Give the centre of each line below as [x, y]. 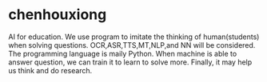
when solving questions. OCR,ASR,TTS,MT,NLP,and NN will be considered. [132, 45]
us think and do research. [50, 70]
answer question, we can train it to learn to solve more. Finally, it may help [130, 62]
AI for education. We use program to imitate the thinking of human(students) [134, 37]
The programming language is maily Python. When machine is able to [123, 53]
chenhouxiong [58, 15]
